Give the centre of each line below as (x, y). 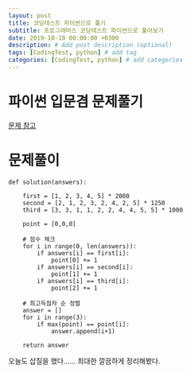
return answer (46, 345)
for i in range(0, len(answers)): (80, 246)
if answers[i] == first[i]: (83, 253)
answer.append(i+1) (83, 331)
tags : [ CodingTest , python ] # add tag (72, 52)
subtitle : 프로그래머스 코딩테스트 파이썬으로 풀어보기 (86, 30)
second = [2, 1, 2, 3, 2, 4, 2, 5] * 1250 (94, 203)
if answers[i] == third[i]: (83, 281)
